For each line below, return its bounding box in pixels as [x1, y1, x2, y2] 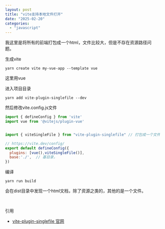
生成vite [5, 56, 21, 62]
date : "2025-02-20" [5, 16, 45, 21]
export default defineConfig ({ [5, 145, 69, 150]
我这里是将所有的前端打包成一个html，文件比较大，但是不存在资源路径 [5, 40, 147, 46]
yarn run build [5, 179, 36, 184]
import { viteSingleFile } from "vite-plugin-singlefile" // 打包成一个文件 [5, 132, 161, 137]
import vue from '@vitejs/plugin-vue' [5, 119, 84, 124]
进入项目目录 [5, 86, 31, 91]
